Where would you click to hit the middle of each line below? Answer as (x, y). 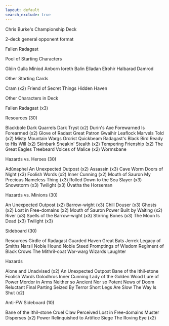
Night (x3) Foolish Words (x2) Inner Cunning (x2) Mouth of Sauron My (78, 174)
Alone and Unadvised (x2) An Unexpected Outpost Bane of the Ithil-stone (82, 271)
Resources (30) (22, 118)
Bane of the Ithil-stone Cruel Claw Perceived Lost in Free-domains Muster (82, 312)
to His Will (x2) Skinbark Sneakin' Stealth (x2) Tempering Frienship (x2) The (84, 144)
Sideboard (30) (21, 231)
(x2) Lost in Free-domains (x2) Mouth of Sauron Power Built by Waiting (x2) (84, 210)
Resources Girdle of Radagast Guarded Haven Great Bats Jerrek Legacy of (83, 240)
